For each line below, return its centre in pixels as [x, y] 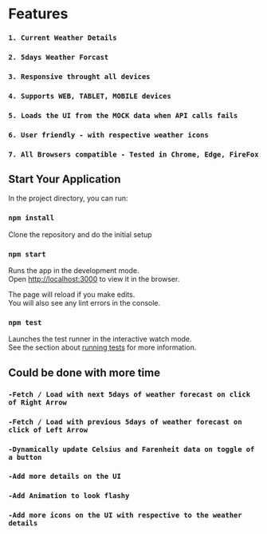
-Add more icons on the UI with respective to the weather [125, 515]
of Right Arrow [38, 402]
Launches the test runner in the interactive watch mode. [100, 339]
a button [25, 457]
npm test [25, 322]
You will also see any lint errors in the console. [84, 303]
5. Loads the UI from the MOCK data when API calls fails [123, 115]
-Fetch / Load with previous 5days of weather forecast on [125, 421]
